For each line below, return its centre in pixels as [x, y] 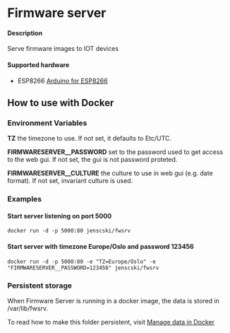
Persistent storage [40, 286]
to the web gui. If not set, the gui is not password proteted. [92, 160]
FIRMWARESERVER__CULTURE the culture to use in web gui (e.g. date [110, 173]
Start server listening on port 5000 [60, 216]
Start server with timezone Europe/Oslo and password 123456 [101, 246]
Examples [25, 199]
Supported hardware [38, 64]
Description [25, 33]
